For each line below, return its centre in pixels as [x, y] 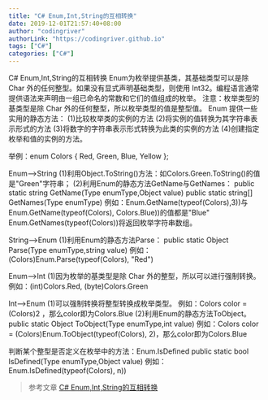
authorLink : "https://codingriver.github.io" [86, 39]
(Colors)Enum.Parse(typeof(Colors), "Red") [81, 259]
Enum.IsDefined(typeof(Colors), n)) [68, 370]
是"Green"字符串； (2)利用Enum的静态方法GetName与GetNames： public [132, 183]
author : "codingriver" [47, 31]
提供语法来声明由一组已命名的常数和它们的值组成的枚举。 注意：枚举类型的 [134, 98]
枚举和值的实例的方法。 [48, 139]
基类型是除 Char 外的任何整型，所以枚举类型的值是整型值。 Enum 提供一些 [133, 108]
